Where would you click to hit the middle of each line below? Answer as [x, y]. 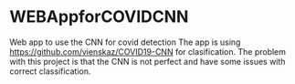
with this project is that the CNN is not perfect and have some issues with [147, 61]
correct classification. [50, 71]
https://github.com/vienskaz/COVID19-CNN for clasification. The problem [147, 51]
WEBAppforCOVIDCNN [99, 17]
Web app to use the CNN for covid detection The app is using [125, 42]
